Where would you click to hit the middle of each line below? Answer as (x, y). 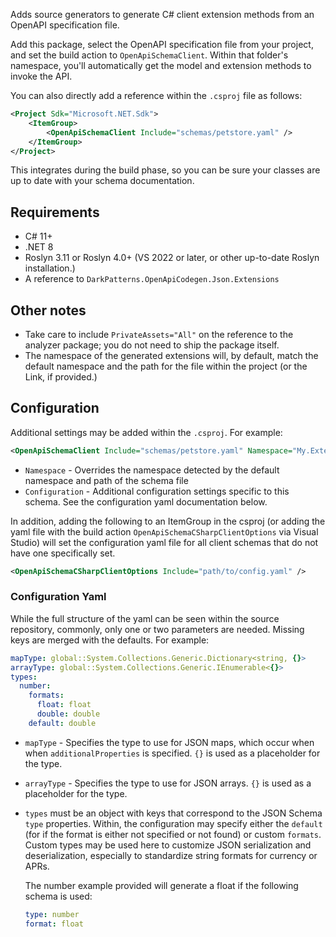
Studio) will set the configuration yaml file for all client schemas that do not (164, 542)
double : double (68, 714)
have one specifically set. (63, 553)
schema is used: (58, 896)
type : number (52, 914)
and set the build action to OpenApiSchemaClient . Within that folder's (149, 55)
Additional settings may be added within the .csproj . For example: (146, 432)
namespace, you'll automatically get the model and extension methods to (161, 65)
